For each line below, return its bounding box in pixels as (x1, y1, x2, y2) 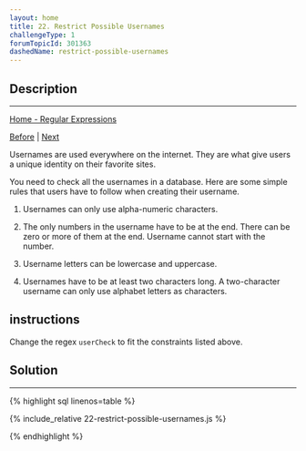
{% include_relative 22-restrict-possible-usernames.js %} (9, 413, 227, 424)
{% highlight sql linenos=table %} (9, 395, 136, 406)
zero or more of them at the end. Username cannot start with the (22, 231, 266, 241)
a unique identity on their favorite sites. (9, 159, 157, 169)
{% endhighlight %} (9, 430, 84, 442)
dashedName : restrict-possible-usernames (9, 47, 169, 56)
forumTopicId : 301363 (9, 38, 92, 48)
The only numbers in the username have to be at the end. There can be (22, 220, 291, 232)
